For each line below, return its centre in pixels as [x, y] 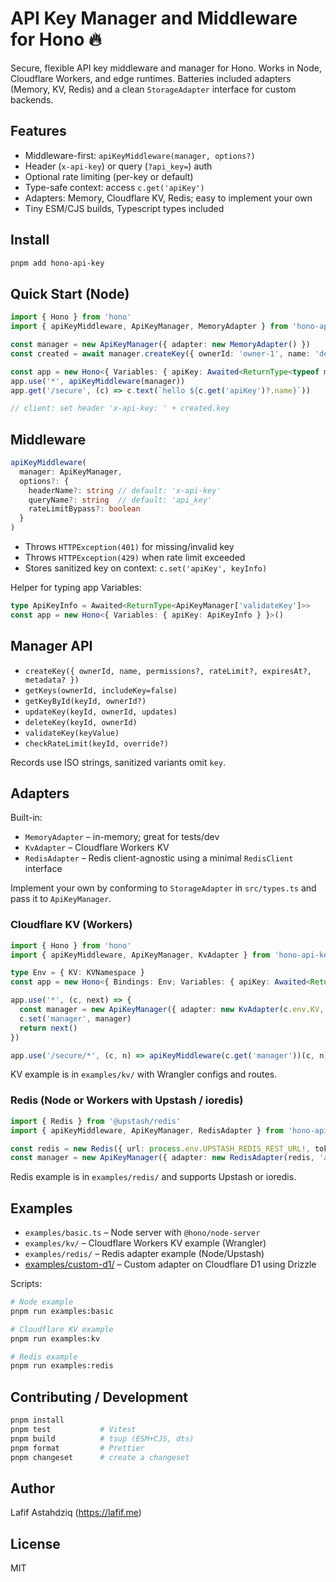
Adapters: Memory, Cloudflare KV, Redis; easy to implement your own [168, 198]
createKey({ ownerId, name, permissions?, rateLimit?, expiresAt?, [168, 671]
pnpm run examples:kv [55, 1338]
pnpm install [37, 1420]
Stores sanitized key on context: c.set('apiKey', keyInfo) [146, 568]
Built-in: [26, 818]
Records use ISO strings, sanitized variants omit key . [118, 762]
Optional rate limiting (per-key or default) [109, 176]
